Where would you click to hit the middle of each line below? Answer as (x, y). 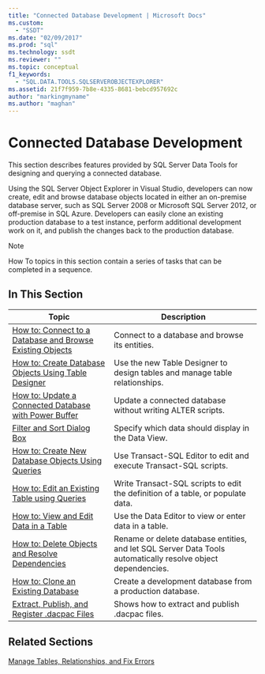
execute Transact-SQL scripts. (171, 465)
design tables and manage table (173, 373)
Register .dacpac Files (53, 614)
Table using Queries (49, 498)
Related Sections (50, 642)
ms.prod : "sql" (33, 45)
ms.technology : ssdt (42, 52)
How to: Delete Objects (55, 543)
